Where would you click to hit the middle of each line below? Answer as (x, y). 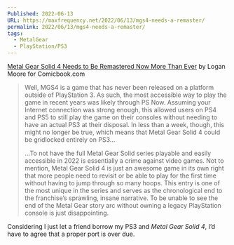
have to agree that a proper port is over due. (71, 234)
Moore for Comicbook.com (46, 74)
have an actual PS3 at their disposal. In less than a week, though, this (124, 125)
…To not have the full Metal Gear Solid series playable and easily (118, 153)
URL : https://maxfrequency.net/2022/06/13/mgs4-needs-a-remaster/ (106, 20)
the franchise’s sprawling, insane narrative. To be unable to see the (121, 198)
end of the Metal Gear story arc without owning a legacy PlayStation (123, 205)
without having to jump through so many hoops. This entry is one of (122, 183)
